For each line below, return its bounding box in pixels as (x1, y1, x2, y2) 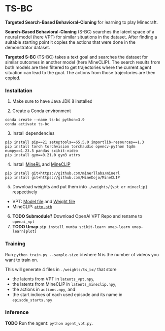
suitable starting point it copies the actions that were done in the (5, 39, 136, 45)
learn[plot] (12, 229, 37, 234)
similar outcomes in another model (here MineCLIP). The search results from (5, 59, 161, 65)
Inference (5, 309, 29, 316)
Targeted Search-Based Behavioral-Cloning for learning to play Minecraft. (5, 19, 158, 25)
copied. (5, 75, 21, 81)
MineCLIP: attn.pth (12, 204, 53, 210)
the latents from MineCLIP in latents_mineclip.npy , (12, 281, 117, 287)
